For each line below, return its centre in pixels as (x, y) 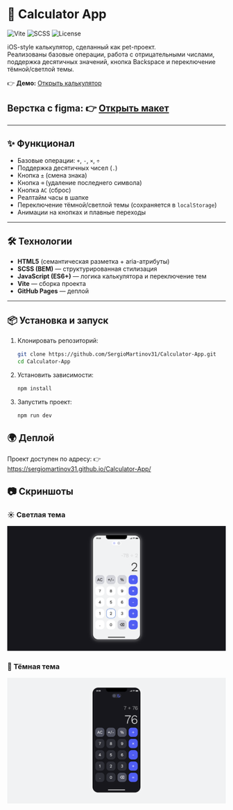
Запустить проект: (44, 402)
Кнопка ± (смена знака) (52, 175)
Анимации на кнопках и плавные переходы (81, 212)
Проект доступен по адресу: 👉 (54, 459)
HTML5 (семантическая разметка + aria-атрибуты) (93, 262)
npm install (34, 388)
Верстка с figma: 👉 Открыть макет (88, 108)
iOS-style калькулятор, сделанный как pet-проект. (81, 47)
